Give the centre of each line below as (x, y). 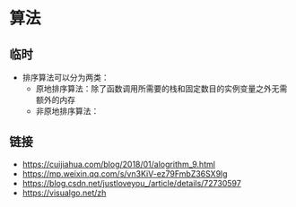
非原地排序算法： (67, 111)
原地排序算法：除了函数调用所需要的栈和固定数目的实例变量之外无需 (161, 89)
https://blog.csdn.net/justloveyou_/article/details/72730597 (132, 183)
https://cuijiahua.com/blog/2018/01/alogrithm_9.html (118, 164)
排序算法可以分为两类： (65, 78)
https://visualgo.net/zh (64, 193)
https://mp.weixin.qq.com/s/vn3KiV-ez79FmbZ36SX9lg (125, 173)
